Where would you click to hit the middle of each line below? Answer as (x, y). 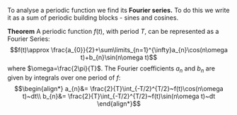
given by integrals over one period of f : (64, 78)
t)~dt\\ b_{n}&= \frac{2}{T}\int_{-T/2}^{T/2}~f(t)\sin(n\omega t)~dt (119, 96)
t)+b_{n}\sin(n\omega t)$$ (119, 57)
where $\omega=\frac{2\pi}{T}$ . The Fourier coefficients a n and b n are (111, 69)
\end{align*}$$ (119, 103)
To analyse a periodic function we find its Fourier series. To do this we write (118, 10)
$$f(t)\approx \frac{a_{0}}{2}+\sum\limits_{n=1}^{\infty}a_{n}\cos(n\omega (119, 50)
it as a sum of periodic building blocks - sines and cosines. (93, 18)
